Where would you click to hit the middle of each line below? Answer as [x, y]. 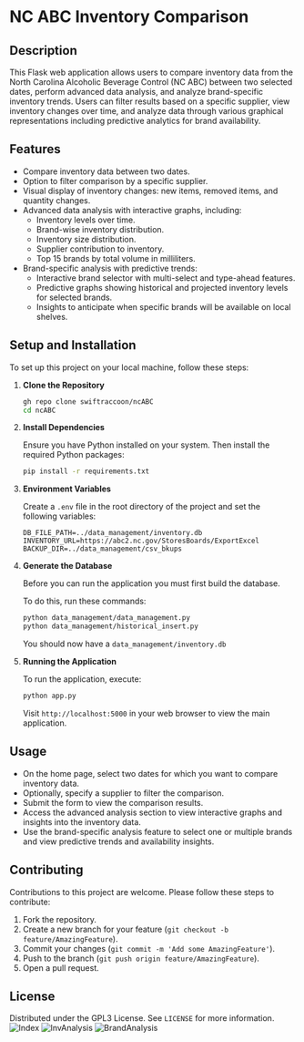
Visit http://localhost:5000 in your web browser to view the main [146, 713]
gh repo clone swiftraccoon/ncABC [88, 402]
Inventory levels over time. [86, 220]
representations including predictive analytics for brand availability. [135, 121]
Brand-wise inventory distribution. [100, 229]
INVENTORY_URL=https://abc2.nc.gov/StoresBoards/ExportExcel [141, 541]
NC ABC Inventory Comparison [129, 17]
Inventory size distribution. [86, 239]
